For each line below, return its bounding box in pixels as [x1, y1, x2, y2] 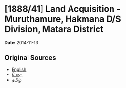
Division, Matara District [4, 24, 104, 35]
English [11, 66, 27, 72]
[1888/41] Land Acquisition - [4, 3, 121, 14]
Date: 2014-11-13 [4, 39, 38, 45]
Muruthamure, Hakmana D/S [4, 13, 121, 25]
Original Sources [4, 54, 56, 62]
